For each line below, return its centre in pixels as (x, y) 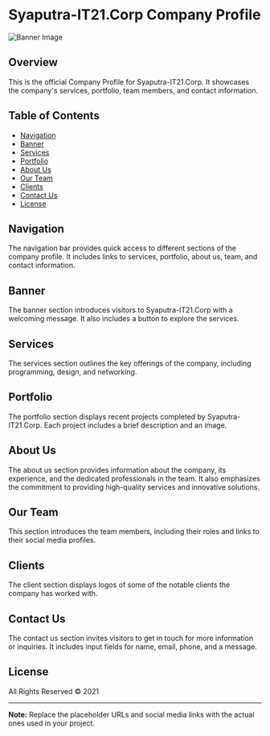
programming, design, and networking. (73, 372)
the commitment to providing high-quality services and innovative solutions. (134, 487)
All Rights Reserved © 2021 (54, 691)
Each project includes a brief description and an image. (135, 425)
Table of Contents (54, 116)
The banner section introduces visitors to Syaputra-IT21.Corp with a (121, 310)
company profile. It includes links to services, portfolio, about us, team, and (133, 257)
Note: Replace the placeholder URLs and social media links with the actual (131, 714)
